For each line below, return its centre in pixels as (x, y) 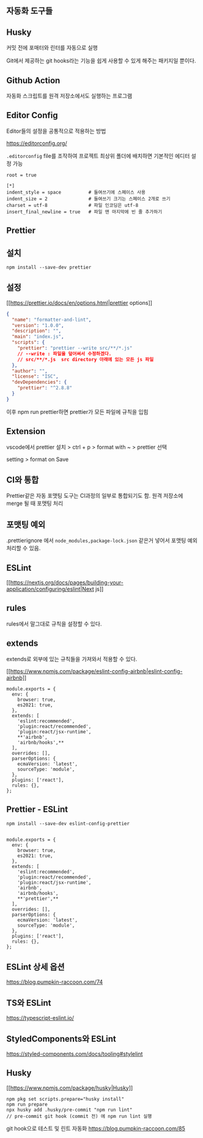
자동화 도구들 (30, 11)
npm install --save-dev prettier (49, 268)
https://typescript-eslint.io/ (40, 1018)
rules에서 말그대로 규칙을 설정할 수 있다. (54, 624)
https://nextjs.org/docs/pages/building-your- (67, 583)
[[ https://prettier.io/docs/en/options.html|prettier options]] (79, 302)
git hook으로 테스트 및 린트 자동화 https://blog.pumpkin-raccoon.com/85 (96, 1128)
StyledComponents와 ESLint (61, 1039)
